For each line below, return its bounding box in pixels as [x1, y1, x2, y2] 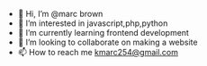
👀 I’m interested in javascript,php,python [17, 18, 168, 29]
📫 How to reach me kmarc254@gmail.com [17, 47, 178, 57]
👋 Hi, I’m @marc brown [17, 9, 103, 19]
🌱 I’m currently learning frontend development [17, 28, 189, 37]
